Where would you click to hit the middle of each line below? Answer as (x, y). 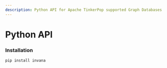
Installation (19, 50)
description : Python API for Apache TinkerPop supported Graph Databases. (85, 10)
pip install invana (25, 60)
